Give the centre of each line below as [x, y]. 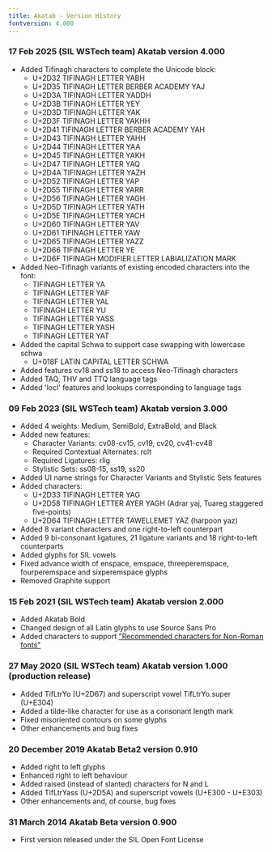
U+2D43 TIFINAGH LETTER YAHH [89, 138]
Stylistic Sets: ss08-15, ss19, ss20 [89, 469]
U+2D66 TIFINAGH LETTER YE [83, 250]
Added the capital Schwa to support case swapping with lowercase [132, 344]
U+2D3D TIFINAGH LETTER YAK [86, 112]
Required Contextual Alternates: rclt [92, 452]
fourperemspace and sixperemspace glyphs [94, 572]
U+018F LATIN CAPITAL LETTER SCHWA [100, 362]
